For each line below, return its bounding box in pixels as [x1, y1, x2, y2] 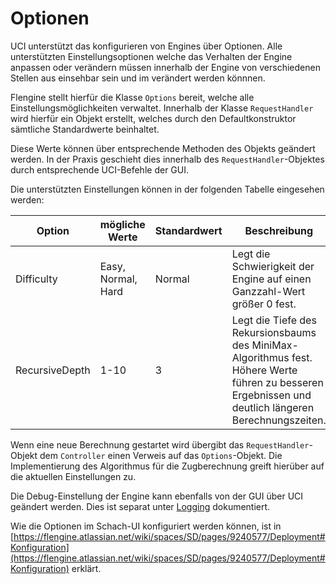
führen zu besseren [231, 375, 324, 389]
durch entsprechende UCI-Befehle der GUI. [10, 163, 189, 176]
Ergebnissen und [231, 388, 312, 402]
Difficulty [15, 272, 58, 286]
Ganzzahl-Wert [231, 284, 306, 298]
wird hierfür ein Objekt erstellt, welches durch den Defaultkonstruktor [10, 112, 297, 124]
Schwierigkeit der [231, 259, 315, 273]
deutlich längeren [231, 400, 315, 414]
